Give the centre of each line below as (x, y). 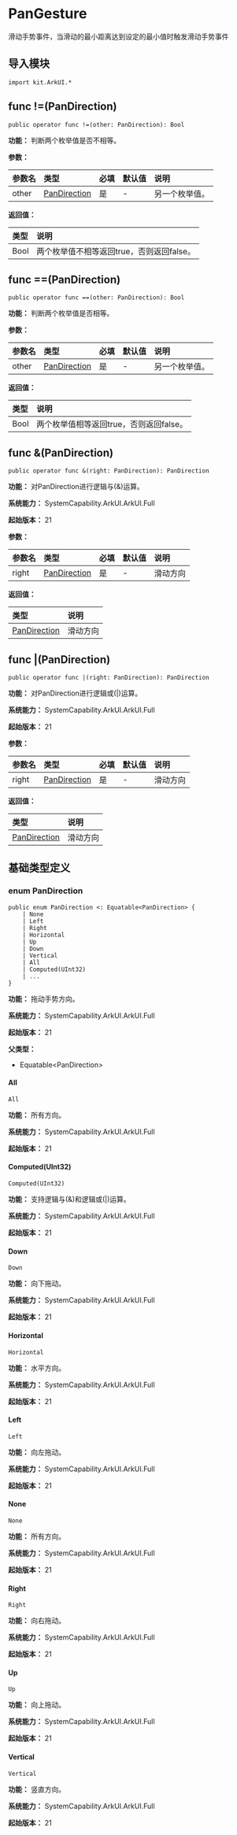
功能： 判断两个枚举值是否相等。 (61, 313)
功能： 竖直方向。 (37, 1789)
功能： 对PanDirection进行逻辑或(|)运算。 (75, 693)
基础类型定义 (39, 868)
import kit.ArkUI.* (40, 82)
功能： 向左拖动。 (37, 1452)
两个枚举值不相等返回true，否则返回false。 (116, 251)
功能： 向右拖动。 (37, 1621)
